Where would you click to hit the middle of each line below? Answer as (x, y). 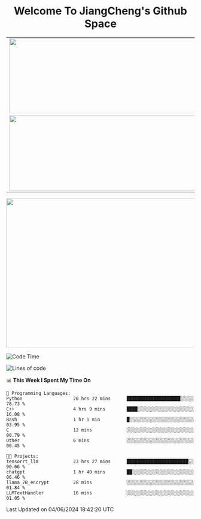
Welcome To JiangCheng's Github (100, 11)
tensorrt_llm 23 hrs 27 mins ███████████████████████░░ (100, 461)
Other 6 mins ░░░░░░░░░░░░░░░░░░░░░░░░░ (100, 440)
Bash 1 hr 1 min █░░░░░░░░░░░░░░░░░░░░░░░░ (100, 420)
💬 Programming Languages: (38, 393)
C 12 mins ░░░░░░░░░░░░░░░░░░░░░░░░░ (100, 430)
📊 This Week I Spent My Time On (48, 380)
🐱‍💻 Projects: (22, 456)
